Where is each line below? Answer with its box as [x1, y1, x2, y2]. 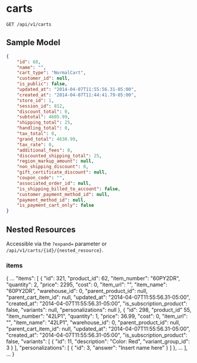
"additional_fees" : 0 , [17, 147, 73, 153]
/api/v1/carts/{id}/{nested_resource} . [6, 246, 104, 254]
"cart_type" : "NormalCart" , [17, 70, 86, 76]
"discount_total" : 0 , [17, 109, 70, 115]
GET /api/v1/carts [6, 21, 52, 27]
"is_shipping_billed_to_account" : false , [17, 186, 120, 192]
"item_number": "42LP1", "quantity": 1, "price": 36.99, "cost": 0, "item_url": [6, 313, 188, 320]
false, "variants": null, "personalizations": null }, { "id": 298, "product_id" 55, [6, 307, 192, 314]
